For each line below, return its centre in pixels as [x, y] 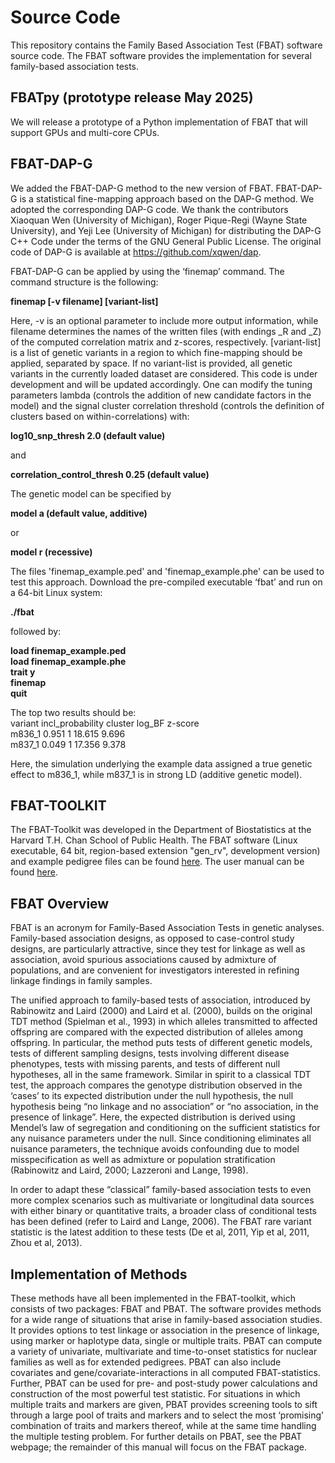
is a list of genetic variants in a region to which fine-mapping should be [156, 352]
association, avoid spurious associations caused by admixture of [143, 960]
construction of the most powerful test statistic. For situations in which [155, 1394]
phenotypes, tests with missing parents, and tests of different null [145, 1064]
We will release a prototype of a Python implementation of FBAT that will [159, 122]
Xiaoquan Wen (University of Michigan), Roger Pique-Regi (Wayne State [159, 220]
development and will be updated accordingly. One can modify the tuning [161, 384]
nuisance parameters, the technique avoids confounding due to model [155, 1149]
